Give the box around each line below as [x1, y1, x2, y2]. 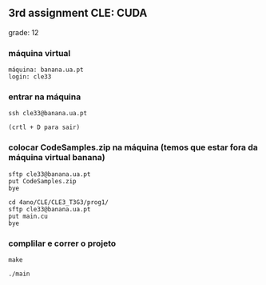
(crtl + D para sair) [8, 123, 81, 131]
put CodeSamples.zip [8, 177, 77, 185]
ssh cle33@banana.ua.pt [8, 110, 88, 118]
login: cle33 [8, 73, 52, 81]
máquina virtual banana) [8, 152, 105, 163]
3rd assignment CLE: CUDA [8, 6, 148, 20]
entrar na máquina [8, 91, 81, 102]
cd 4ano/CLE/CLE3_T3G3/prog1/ [8, 198, 109, 207]
